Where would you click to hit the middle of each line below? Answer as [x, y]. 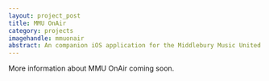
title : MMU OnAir [37, 23]
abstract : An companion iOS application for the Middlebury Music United [135, 46]
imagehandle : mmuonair [46, 38]
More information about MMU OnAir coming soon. [91, 68]
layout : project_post [45, 16]
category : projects [41, 30]
